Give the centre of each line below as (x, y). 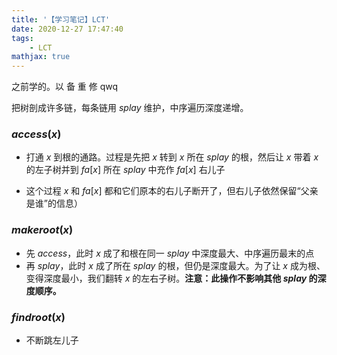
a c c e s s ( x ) (36, 134)
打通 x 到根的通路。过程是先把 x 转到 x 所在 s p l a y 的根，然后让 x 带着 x (172, 157)
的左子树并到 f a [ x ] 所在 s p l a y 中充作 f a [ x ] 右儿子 (125, 170)
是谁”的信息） (54, 203)
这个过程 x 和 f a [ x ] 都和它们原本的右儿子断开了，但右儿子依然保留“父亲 (172, 191)
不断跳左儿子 (52, 340)
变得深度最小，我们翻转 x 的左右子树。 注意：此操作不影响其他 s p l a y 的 (171, 278)
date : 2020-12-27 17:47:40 (67, 29)
